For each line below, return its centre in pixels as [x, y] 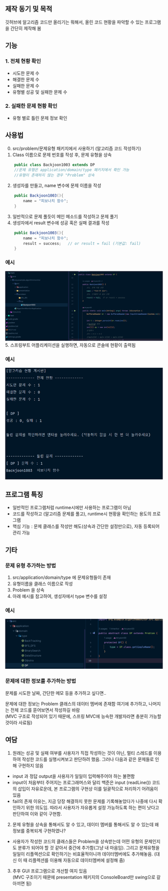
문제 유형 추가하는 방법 [31, 565]
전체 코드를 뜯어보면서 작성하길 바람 [45, 710]
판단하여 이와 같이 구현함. [37, 814]
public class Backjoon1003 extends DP [54, 165]
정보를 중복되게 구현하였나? [39, 831]
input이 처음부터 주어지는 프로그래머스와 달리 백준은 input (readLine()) [81, 782]
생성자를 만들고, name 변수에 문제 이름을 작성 [57, 186]
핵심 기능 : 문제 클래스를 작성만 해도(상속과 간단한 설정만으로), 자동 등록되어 [86, 526]
